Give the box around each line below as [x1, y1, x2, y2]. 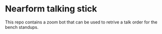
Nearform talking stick [5, 3, 98, 14]
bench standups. [5, 24, 39, 30]
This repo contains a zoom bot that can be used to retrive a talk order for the [5, 19, 158, 25]
